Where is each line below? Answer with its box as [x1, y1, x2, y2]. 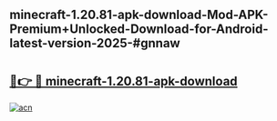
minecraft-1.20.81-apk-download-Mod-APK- [9, 7, 269, 23]
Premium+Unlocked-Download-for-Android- [9, 22, 269, 37]
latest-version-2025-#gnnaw [9, 35, 180, 51]
